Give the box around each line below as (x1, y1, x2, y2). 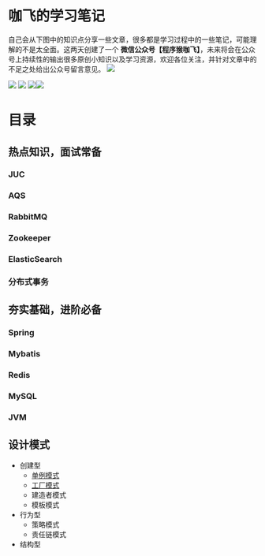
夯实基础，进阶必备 (8, 303, 102, 316)
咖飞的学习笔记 (8, 7, 106, 25)
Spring (8, 327, 35, 338)
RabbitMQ (8, 211, 48, 222)
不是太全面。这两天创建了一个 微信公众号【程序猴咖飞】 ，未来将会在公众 (21, 44, 256, 54)
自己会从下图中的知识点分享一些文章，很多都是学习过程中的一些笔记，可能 (8, 35, 250, 44)
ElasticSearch (8, 254, 63, 265)
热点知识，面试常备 (8, 145, 102, 159)
